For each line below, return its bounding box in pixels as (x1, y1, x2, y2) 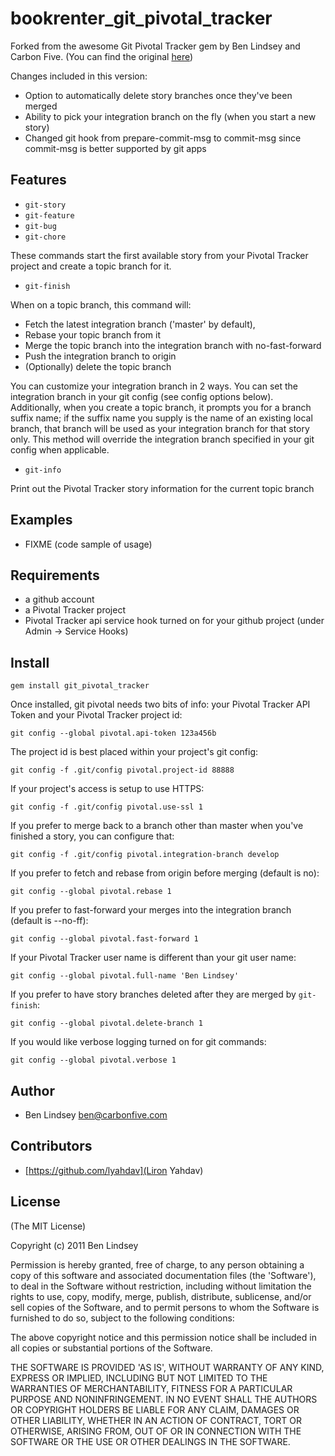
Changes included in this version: (10, 70, 148, 82)
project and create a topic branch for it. (10, 260, 172, 272)
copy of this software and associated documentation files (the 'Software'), (10, 1269, 317, 1281)
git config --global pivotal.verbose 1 (10, 1055, 177, 1066)
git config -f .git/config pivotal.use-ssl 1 (10, 802, 203, 812)
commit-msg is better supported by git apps (24, 142, 207, 154)
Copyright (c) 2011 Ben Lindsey (10, 1239, 139, 1251)
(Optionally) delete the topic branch (24, 360, 172, 372)
